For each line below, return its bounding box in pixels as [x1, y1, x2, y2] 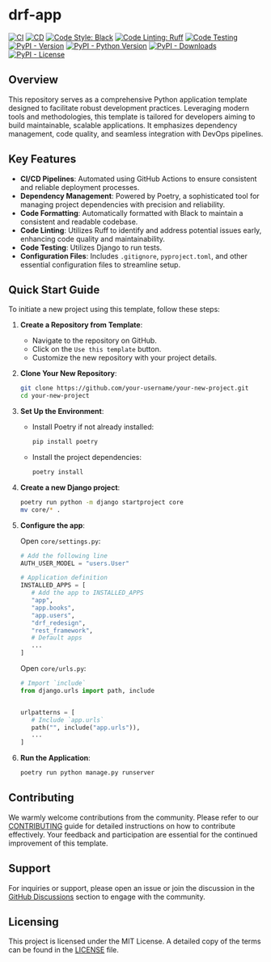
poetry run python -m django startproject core [19, 498, 184, 506]
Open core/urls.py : [19, 664, 87, 673]
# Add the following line [19, 551, 108, 559]
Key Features [8, 152, 77, 167]
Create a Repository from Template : [19, 320, 143, 330]
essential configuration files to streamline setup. [19, 259, 180, 269]
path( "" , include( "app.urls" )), [31, 724, 141, 732]
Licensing [8, 915, 59, 929]
